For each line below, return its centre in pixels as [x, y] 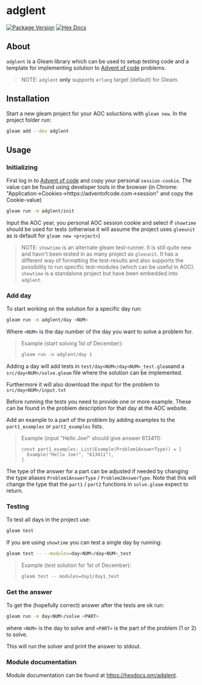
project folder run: [29, 120]
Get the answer [29, 592]
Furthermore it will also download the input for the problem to [83, 385]
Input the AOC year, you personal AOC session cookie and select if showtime [101, 223]
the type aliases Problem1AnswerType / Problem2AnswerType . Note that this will [101, 478]
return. [15, 491]
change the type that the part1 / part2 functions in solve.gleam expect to [97, 484]
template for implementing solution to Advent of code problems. [86, 68]
